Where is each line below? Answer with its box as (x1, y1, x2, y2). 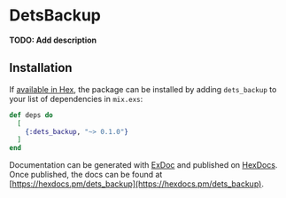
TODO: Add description (9, 35, 97, 45)
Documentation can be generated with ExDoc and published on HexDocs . (9, 160, 278, 170)
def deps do (9, 110, 53, 120)
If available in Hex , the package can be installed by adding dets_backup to (9, 83, 277, 94)
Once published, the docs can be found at (9, 170, 163, 180)
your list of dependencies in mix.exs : (9, 93, 143, 104)
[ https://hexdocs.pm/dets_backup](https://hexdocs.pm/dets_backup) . (9, 178, 264, 189)
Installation (9, 60, 73, 75)
